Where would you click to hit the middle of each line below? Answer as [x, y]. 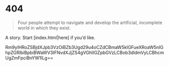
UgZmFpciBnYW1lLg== [29, 57]
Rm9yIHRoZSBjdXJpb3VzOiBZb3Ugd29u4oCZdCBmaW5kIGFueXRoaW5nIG [84, 47]
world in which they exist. [44, 27]
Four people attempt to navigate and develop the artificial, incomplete [90, 22]
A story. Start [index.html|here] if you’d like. [50, 37]
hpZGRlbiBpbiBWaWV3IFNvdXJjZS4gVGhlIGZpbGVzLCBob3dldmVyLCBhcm [84, 52]
